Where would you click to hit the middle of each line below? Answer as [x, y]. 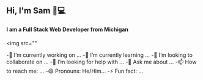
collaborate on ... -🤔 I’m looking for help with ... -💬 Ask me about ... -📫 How [102, 62]
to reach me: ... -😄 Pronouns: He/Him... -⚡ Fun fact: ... [75, 71]
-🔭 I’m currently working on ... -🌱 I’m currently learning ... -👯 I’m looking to [99, 55]
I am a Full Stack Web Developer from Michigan [67, 29]
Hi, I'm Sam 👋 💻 [36, 11]
